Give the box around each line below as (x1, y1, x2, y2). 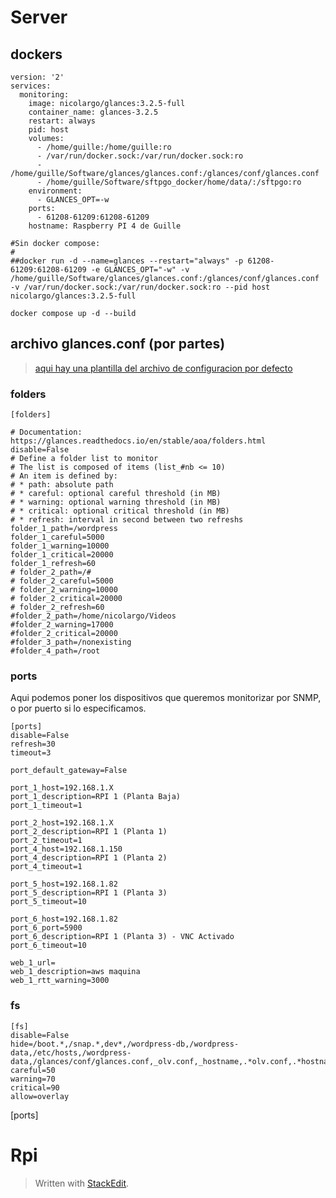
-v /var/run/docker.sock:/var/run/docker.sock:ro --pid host (10, 282, 271, 292)
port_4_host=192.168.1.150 (10, 844, 123, 855)
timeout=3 (10, 748, 52, 758)
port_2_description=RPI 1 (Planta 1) (10, 827, 168, 837)
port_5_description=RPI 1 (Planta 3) (10, 888, 168, 898)
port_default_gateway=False (10, 766, 128, 776)
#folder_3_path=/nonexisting (10, 637, 132, 648)
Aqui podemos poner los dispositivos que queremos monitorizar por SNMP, (10, 692, 322, 704)
